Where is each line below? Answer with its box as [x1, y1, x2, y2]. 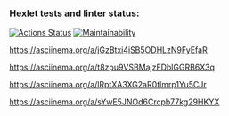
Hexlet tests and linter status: [9, 7, 140, 20]
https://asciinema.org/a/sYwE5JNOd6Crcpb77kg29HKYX [9, 96, 220, 107]
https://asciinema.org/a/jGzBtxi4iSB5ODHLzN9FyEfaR [9, 45, 208, 55]
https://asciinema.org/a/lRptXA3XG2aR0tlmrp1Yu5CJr [9, 79, 207, 90]
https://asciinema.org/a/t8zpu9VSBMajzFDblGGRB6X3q [9, 62, 216, 73]
